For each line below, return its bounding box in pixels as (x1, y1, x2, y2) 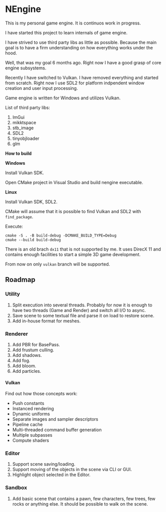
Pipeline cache (12, 422, 43, 428)
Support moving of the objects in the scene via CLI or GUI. (12, 467, 132, 473)
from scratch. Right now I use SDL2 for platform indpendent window (5, 80, 145, 86)
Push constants (12, 400, 45, 406)
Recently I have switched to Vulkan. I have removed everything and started (5, 74, 159, 80)
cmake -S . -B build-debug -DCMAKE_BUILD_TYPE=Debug (5, 233, 117, 238)
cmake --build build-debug (5, 237, 61, 243)
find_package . (5, 214, 33, 220)
